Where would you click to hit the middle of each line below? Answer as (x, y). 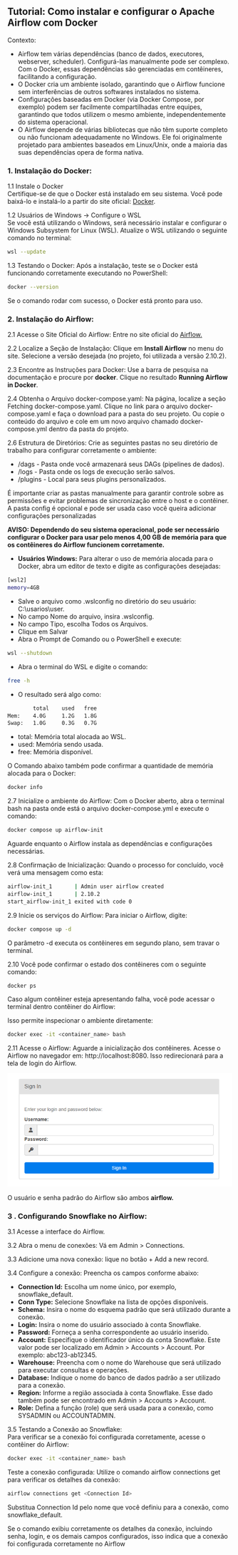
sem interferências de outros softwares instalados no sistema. (109, 91)
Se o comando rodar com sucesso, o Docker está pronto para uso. (105, 300)
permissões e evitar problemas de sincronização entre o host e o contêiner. (118, 501)
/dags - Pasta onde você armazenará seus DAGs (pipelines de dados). (121, 464)
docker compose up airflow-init (55, 830)
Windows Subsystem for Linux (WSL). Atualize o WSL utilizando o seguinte (118, 230)
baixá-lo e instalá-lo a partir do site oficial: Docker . (82, 202)
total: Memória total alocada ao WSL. (72, 737)
